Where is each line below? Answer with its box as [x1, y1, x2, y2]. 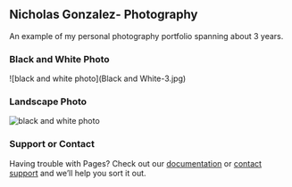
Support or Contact [9, 138, 96, 150]
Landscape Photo [9, 95, 88, 108]
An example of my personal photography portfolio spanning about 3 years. [9, 30, 284, 41]
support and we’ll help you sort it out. [9, 167, 146, 178]
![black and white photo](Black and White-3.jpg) [9, 73, 187, 84]
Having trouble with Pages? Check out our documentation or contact [9, 158, 262, 168]
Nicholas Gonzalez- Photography [9, 7, 198, 22]
